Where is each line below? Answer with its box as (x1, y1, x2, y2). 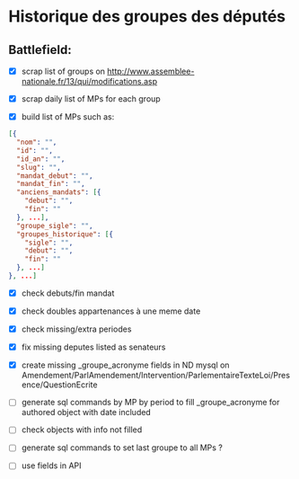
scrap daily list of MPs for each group (21, 93, 161, 104)
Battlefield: (8, 42, 73, 58)
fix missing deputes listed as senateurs (21, 342, 166, 352)
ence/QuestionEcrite (21, 379, 98, 390)
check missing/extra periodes (21, 324, 132, 334)
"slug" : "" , (16, 163, 62, 172)
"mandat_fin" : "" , (16, 180, 86, 189)
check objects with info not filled (21, 424, 143, 435)
